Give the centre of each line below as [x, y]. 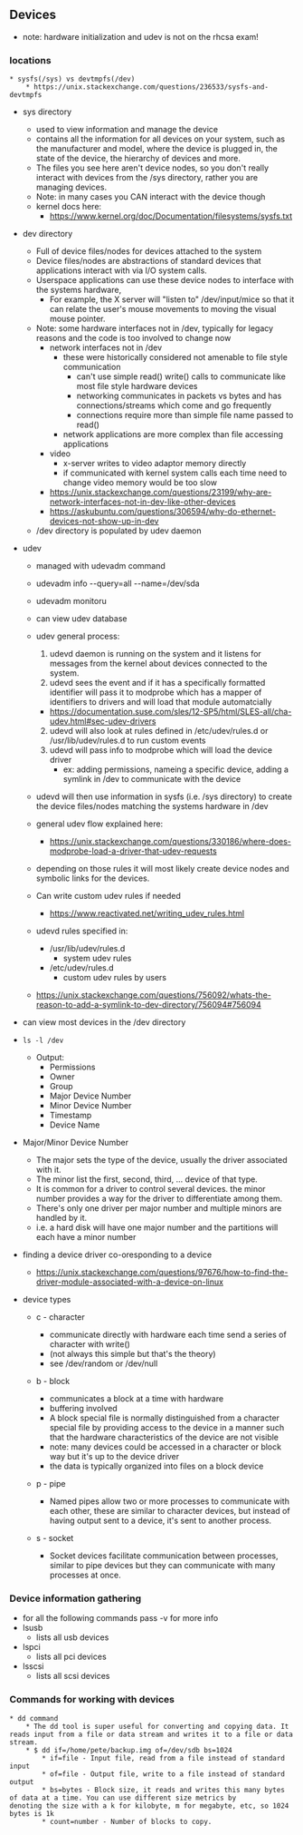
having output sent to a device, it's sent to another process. [161, 1521]
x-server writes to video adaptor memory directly [155, 464]
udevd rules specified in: [82, 931]
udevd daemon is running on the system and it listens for [156, 654]
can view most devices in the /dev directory [104, 1022]
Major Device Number [90, 1096]
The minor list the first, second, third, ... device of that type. [147, 1179]
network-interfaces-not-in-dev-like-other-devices [143, 502]
